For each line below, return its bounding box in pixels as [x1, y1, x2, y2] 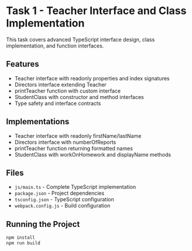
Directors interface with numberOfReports [14, 138, 116, 145]
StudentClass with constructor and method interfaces [14, 93, 145, 100]
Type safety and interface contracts [14, 100, 101, 107]
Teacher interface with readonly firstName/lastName [14, 132, 142, 139]
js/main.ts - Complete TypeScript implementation [14, 184, 136, 191]
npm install [6, 235, 35, 241]
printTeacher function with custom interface [14, 87, 121, 94]
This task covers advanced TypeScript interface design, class [6, 36, 155, 43]
